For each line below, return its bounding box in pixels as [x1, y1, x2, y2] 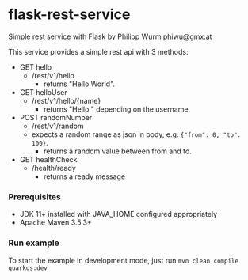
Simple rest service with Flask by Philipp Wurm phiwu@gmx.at [8, 32, 212, 41]
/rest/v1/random [31, 121, 85, 131]
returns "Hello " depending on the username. [43, 104, 191, 114]
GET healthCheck [19, 154, 78, 164]
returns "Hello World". [43, 79, 116, 89]
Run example [8, 237, 59, 248]
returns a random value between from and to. [43, 146, 192, 156]
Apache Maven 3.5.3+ [19, 218, 93, 227]
